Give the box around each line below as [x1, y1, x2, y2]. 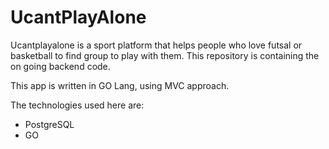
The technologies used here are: [10, 99, 145, 111]
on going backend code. [10, 60, 111, 72]
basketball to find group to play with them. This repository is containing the [10, 49, 320, 61]
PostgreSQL [24, 118, 75, 130]
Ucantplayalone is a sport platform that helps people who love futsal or [10, 39, 303, 51]
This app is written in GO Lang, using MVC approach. [10, 79, 230, 91]
